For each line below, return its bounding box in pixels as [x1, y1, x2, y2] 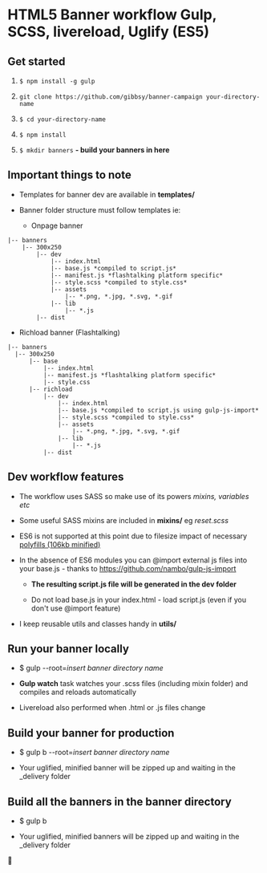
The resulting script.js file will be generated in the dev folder [30, 579, 237, 589]
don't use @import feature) [30, 603, 121, 613]
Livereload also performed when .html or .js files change [18, 703, 206, 713]
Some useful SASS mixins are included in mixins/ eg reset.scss [18, 515, 229, 525]
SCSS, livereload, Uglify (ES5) [7, 22, 210, 41]
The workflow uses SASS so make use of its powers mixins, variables [18, 491, 249, 501]
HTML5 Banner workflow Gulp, [7, 6, 217, 24]
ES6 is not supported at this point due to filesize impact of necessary [18, 531, 248, 541]
